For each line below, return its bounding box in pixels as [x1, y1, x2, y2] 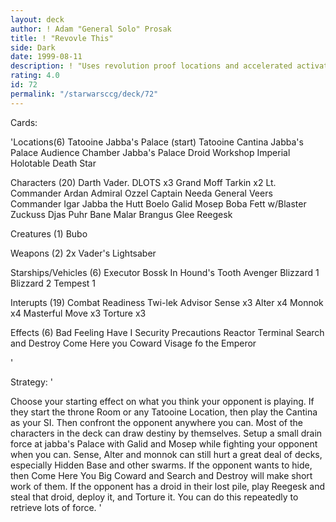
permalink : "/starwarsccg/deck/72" [10, 89, 159, 99]
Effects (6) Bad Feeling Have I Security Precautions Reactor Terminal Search [10, 326, 325, 338]
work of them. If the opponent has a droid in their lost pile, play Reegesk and [10, 480, 326, 492]
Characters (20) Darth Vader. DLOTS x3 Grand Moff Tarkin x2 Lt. [10, 176, 277, 188]
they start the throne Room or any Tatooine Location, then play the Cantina [10, 406, 318, 418]
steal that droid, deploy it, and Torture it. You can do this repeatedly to [10, 491, 299, 503]
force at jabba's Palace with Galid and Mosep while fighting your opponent [10, 437, 318, 450]
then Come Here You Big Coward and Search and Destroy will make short [10, 469, 313, 481]
